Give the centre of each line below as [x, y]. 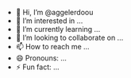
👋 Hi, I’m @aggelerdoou [54, 12]
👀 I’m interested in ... [49, 21]
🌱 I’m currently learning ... [58, 29]
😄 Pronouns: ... [41, 58]
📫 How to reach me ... [52, 47]
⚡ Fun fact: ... [37, 67]
